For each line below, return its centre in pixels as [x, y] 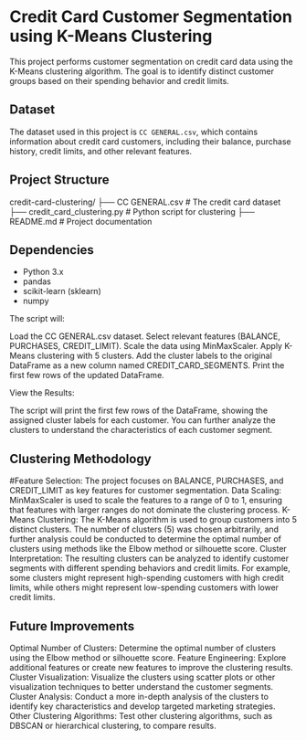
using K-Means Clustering [111, 36]
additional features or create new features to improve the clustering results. [152, 667]
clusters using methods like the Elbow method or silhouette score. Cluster [148, 549]
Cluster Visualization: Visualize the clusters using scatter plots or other [142, 677]
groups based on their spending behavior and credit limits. [120, 80]
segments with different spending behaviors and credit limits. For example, [150, 568]
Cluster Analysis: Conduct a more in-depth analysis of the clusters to [139, 697]
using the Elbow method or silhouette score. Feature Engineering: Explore [148, 658]
